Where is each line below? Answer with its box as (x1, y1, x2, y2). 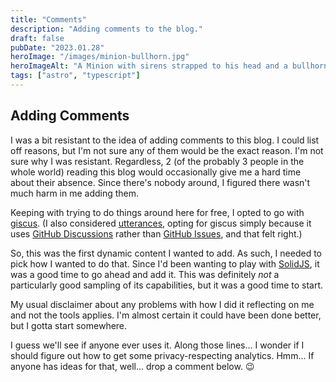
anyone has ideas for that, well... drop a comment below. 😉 (10, 360, 255, 372)
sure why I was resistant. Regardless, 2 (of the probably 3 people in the (10, 155, 305, 167)
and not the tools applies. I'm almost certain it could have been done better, (10, 309, 322, 321)
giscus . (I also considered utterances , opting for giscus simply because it (10, 217, 312, 229)
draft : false (10, 33, 65, 43)
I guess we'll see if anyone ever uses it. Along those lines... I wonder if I (10, 339, 305, 351)
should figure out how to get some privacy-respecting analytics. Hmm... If (10, 349, 315, 361)
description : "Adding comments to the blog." (10, 24, 203, 34)
